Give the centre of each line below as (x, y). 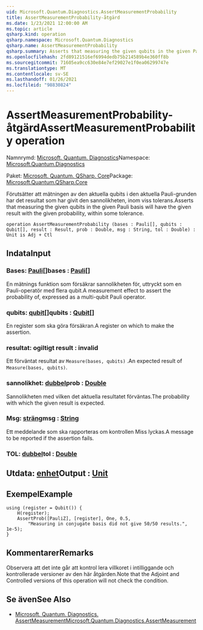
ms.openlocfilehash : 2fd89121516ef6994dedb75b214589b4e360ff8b (88, 57)
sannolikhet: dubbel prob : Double (56, 383)
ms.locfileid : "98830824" (39, 85)
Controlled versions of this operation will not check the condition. (88, 580)
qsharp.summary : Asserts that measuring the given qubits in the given (98, 51)
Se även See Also (39, 599)
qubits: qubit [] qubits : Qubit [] (50, 313)
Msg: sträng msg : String (43, 419)
